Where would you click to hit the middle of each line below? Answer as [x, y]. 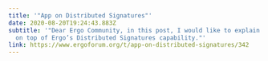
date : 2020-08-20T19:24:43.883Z [62, 23]
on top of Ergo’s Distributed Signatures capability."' [111, 38]
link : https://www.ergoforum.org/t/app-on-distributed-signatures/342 [129, 45]
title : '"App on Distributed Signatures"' [80, 15]
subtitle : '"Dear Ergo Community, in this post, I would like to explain [134, 30]
